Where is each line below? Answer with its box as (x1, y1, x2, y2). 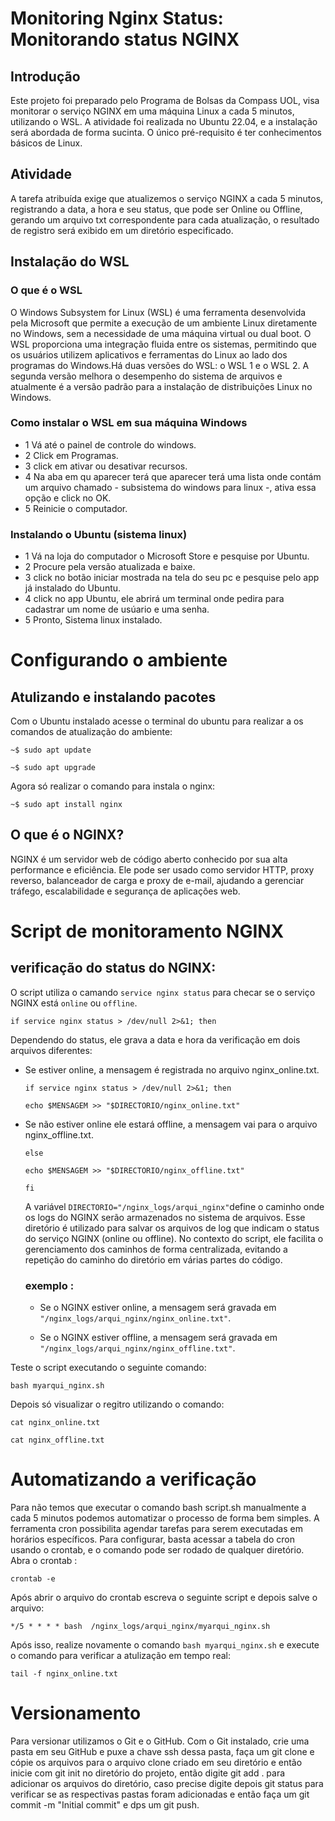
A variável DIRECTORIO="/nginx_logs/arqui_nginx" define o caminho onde (24, 1200, 325, 1212)
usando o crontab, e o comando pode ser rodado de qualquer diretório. (10, 1544, 305, 1556)
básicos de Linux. (10, 137, 83, 149)
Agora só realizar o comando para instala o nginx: (10, 780, 216, 792)
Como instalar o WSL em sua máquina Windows (10, 416, 248, 430)
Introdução (10, 68, 81, 85)
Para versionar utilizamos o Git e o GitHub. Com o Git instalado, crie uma (10, 1735, 310, 1747)
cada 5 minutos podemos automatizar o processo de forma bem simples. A (10, 1512, 320, 1524)
